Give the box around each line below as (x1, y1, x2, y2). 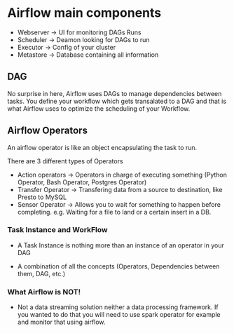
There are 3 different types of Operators (7, 156, 124, 165)
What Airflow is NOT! (7, 287, 81, 297)
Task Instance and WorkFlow (7, 225, 108, 235)
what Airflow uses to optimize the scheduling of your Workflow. (7, 104, 191, 113)
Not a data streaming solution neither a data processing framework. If (17, 303, 219, 311)
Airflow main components (7, 5, 162, 21)
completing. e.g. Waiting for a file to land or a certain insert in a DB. (17, 208, 212, 216)
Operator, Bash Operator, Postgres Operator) (17, 177, 147, 186)
